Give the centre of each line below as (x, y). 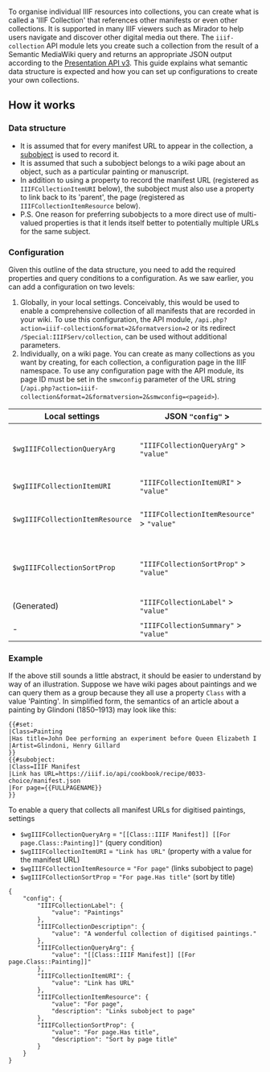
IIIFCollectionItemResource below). (80, 205)
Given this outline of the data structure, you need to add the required (122, 270)
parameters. (40, 344)
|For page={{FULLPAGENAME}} (55, 788)
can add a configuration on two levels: (72, 287)
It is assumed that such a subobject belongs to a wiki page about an (133, 163)
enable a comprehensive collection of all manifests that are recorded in (137, 311)
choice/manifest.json (45, 781)
